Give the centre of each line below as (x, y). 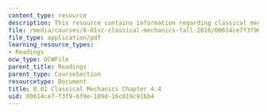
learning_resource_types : (51, 45)
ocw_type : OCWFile (39, 60)
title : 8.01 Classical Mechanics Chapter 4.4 (85, 89)
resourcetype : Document (48, 81)
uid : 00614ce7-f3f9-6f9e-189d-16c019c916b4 (81, 96)
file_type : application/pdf (55, 37)
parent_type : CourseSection (55, 74)
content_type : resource (48, 15)
